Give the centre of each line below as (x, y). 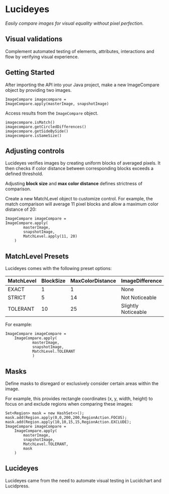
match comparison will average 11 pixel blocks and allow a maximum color (82, 204)
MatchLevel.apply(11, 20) (51, 236)
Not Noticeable (139, 298)
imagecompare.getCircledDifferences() (46, 127)
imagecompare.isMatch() (30, 122)
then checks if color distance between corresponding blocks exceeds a (79, 169)
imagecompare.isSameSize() (33, 135)
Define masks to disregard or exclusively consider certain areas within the (82, 383)
